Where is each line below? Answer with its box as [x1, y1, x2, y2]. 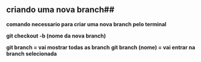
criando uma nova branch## [6, 5, 115, 15]
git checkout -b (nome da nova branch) [6, 32, 107, 39]
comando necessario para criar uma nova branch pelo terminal [6, 20, 167, 27]
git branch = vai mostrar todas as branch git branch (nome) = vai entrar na [6, 44, 196, 51]
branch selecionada [6, 50, 57, 57]
